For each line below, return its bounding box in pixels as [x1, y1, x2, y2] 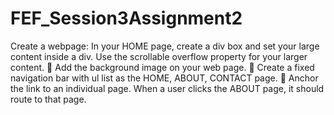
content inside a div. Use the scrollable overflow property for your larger [10, 50, 308, 62]
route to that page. [10, 93, 87, 105]
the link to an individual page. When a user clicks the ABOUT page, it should [10, 82, 325, 94]
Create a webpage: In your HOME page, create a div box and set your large [10, 40, 320, 52]
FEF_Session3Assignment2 [10, 7, 243, 30]
